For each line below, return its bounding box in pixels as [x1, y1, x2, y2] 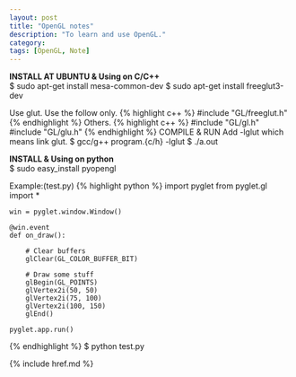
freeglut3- [246, 81, 284, 92]
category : [9, 38, 47, 48]
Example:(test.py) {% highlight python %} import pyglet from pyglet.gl [9, 180, 267, 191]
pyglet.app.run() [9, 325, 74, 335]
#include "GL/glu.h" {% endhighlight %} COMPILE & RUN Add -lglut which [9, 127, 284, 137]
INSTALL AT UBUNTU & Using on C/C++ [9, 71, 160, 82]
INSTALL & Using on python [9, 153, 114, 164]
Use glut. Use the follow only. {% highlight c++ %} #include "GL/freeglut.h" [9, 108, 288, 118]
